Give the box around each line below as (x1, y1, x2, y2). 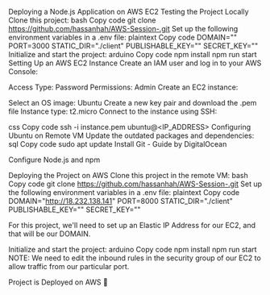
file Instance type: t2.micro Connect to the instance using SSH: (8, 106, 218, 116)
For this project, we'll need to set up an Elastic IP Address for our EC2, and (8, 221, 256, 230)
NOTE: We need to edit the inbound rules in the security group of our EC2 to (8, 253, 262, 263)
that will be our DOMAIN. (8, 229, 91, 239)
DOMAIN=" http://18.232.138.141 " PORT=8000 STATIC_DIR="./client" (8, 197, 234, 206)
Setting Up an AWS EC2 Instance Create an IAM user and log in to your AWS (8, 58, 262, 68)
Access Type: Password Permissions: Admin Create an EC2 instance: (8, 82, 239, 92)
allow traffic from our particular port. (8, 262, 130, 271)
